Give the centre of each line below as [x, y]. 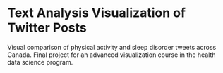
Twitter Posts [47, 28]
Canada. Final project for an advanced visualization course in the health [111, 55]
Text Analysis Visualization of [96, 13]
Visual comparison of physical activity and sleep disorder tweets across [112, 47]
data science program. [40, 62]
